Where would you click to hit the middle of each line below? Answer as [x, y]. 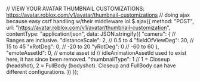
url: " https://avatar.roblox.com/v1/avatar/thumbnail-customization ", [88, 27]
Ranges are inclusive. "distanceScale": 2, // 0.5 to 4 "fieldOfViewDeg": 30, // [100, 40]
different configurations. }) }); [42, 72]
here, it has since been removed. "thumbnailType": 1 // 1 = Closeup [88, 59]
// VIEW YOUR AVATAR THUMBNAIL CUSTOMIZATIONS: [76, 9]
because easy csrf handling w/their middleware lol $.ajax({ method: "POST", [100, 21]
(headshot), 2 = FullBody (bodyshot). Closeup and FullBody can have [91, 66]
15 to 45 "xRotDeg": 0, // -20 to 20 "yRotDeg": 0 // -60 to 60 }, [83, 46]
